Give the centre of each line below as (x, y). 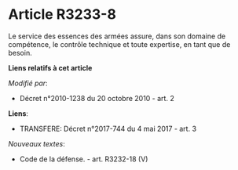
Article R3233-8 (62, 14)
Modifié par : (28, 83)
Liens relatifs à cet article (50, 67)
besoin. (20, 52)
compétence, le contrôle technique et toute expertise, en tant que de (119, 44)
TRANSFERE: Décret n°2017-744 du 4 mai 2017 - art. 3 (108, 128)
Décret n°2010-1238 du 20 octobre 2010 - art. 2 (97, 98)
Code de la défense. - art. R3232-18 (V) (84, 159)
